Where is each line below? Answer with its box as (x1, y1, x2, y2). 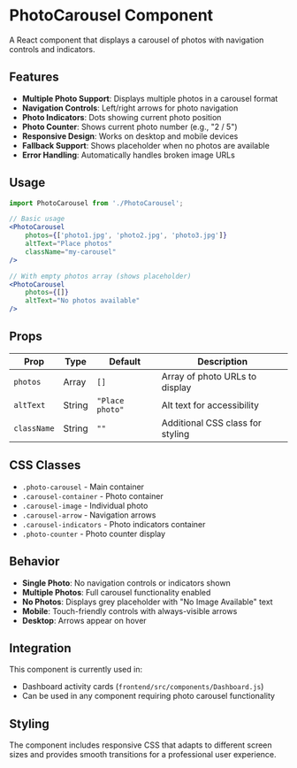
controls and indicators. (9, 43, 95, 54)
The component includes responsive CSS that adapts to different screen (9, 740, 272, 750)
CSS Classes (9, 457, 81, 473)
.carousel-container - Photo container (21, 490, 164, 501)
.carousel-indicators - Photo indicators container (21, 518, 206, 529)
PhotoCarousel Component (9, 5, 214, 26)
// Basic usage (9, 214, 65, 224)
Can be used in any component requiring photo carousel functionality (21, 691, 276, 702)
